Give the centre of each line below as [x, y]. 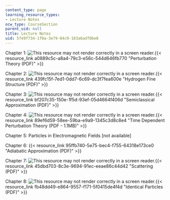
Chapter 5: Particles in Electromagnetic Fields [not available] [69, 135]
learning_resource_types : [32, 15]
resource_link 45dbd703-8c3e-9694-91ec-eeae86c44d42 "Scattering [79, 166]
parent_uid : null [24, 29]
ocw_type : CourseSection [31, 24]
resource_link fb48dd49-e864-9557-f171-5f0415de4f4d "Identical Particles [84, 187]
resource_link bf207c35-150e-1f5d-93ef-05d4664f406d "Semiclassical [80, 99]
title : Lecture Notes [28, 34]
